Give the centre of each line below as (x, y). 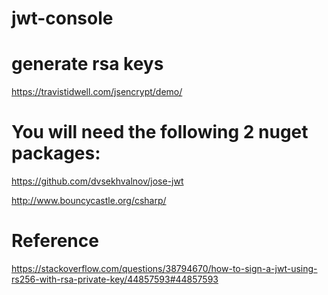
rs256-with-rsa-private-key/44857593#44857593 (115, 279)
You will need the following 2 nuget (160, 132)
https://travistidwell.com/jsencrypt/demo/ (97, 92)
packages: (56, 153)
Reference (55, 241)
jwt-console (62, 18)
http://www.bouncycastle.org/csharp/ (89, 201)
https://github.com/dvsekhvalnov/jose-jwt (97, 181)
